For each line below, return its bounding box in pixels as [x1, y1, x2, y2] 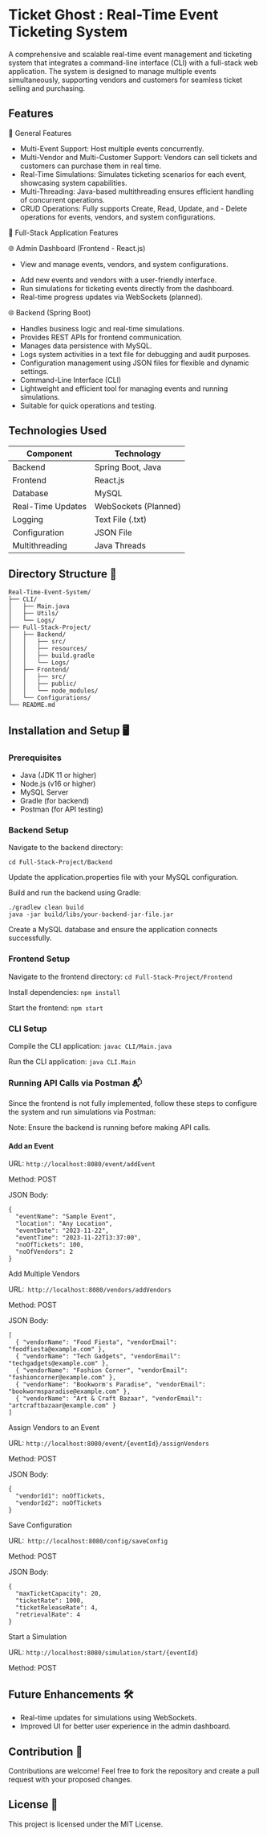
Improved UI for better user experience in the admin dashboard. [19, 1721, 231, 1731]
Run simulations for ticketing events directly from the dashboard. [19, 283, 234, 293]
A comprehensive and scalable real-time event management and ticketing [8, 49, 253, 59]
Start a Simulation [8, 1632, 67, 1642]
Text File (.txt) [94, 513, 147, 524]
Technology [115, 448, 162, 459]
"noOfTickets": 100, [15, 1241, 84, 1249]
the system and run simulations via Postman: [8, 1108, 156, 1117]
